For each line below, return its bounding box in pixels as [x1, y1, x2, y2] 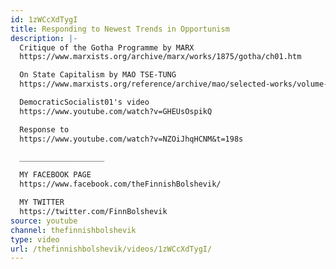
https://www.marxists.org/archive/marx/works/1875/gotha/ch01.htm [19, 52, 302, 62]
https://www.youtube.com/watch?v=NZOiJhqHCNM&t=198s [19, 134, 244, 144]
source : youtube [10, 216, 78, 226]
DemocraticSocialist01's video [19, 97, 150, 107]
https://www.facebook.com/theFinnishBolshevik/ [19, 179, 222, 190]
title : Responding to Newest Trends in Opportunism [10, 24, 230, 34]
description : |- [10, 33, 78, 43]
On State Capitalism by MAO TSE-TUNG [19, 70, 177, 80]
